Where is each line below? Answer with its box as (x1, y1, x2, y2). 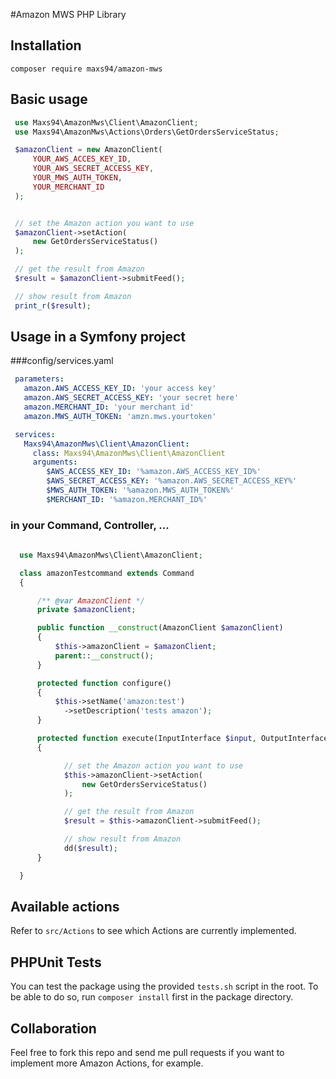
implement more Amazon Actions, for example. (10, 1057, 204, 1069)
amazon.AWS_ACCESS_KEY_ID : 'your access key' (23, 384, 217, 394)
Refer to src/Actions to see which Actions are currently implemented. (10, 925, 297, 937)
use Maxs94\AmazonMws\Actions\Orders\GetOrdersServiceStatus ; (14, 127, 280, 137)
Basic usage (10, 91, 88, 108)
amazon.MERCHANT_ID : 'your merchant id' (23, 402, 195, 413)
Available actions (10, 899, 120, 915)
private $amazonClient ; (36, 605, 137, 615)
